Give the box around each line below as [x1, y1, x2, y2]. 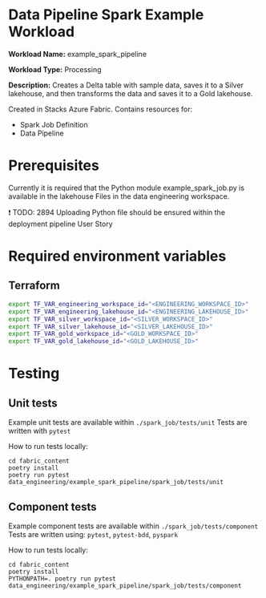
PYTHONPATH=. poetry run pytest [8, 575, 116, 583]
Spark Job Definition [19, 119, 88, 129]
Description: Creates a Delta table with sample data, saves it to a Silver [8, 80, 244, 90]
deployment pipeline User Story [8, 219, 114, 228]
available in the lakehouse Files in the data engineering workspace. [8, 191, 230, 201]
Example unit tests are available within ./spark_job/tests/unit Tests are [8, 418, 248, 427]
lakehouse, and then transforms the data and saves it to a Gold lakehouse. [8, 88, 253, 98]
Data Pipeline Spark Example [8, 6, 204, 24]
